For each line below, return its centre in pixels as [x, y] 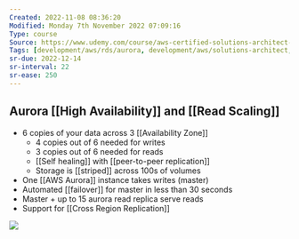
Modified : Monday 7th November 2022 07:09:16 [95, 26]
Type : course [33, 34]
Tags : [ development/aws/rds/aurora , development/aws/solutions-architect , [151, 51]
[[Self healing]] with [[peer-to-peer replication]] [123, 161]
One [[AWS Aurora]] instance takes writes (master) [115, 179]
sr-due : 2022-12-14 [45, 59]
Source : [24, 42]
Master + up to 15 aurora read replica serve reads [113, 199]
